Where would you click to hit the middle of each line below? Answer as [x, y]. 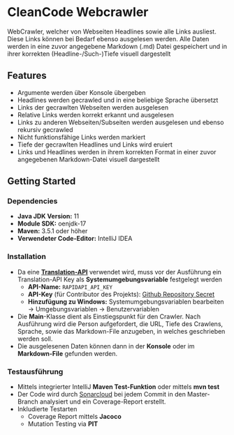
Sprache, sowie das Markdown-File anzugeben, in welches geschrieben [121, 331]
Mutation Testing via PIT [63, 424]
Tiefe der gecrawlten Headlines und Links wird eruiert [95, 145]
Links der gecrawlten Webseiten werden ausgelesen [93, 107]
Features [27, 76]
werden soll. [35, 339]
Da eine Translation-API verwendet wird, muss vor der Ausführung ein [119, 272]
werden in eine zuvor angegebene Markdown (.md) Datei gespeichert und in [117, 46]
